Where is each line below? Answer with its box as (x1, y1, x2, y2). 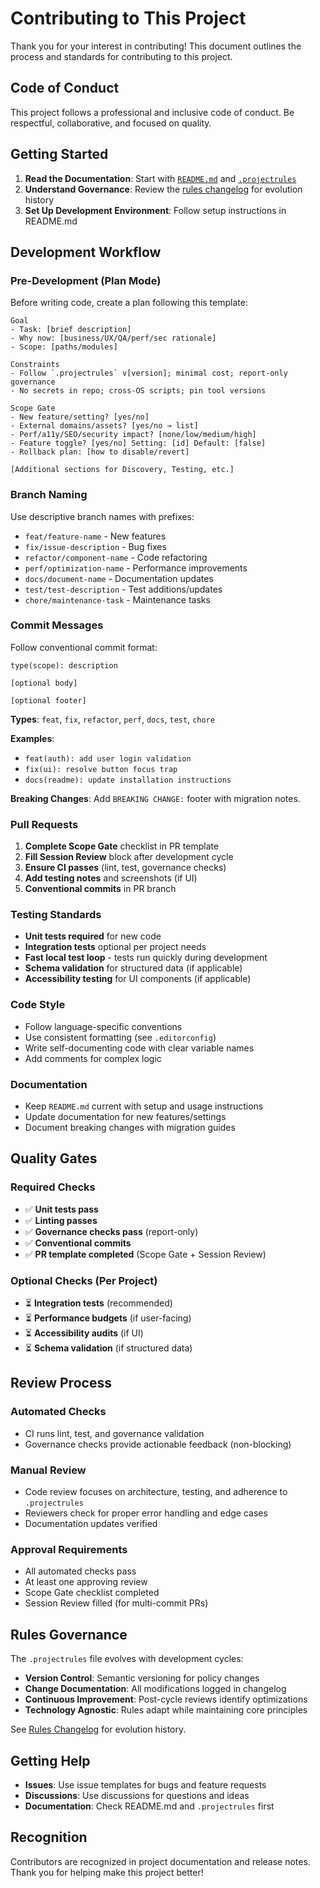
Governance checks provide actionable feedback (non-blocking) (24, 1438, 292, 1450)
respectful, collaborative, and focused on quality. (10, 117, 212, 129)
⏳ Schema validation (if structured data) (24, 1342, 193, 1354)
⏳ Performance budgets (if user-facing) (24, 1312, 192, 1324)
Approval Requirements (10, 1542, 128, 1556)
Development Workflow (10, 243, 162, 261)
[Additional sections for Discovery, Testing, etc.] (10, 465, 235, 475)
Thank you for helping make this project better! (10, 1866, 204, 1878)
